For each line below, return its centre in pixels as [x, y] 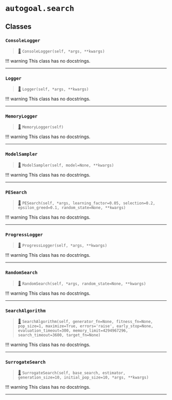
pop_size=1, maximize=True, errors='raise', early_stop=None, [85, 326]
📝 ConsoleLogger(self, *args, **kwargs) [61, 51]
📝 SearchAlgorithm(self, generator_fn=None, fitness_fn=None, [85, 321]
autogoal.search [40, 8]
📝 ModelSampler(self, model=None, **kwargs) [66, 165]
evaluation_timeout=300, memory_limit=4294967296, [73, 330]
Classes [18, 26]
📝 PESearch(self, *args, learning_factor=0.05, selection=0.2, [87, 203]
